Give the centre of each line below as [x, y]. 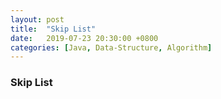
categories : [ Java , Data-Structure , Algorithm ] [111, 47]
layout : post [37, 19]
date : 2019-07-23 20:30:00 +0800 [84, 38]
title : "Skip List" [53, 29]
